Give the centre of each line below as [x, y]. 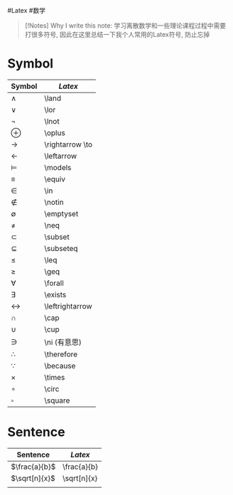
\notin [54, 202]
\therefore [61, 354]
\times [54, 377]
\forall [54, 283]
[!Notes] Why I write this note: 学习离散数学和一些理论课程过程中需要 [125, 26]
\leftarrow [60, 156]
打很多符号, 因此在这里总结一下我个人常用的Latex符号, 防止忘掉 [117, 34]
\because [60, 366]
